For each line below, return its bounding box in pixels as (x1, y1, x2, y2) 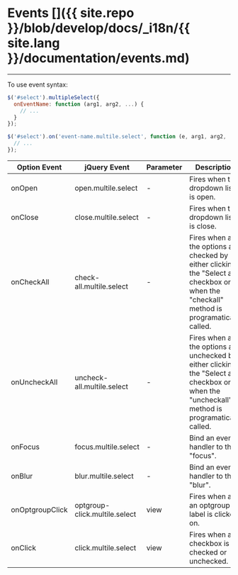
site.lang (7, 35, 60, 51)
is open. (188, 191, 216, 201)
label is (188, 509, 213, 519)
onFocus (11, 442, 40, 452)
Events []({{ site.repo (7, 5, 135, 21)
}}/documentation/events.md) (7, 50, 190, 67)
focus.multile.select (74, 442, 140, 452)
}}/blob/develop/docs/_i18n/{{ (7, 20, 191, 36)
